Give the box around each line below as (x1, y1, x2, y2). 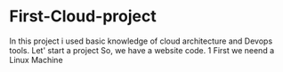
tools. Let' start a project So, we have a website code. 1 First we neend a (9, 44, 274, 55)
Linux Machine (9, 54, 64, 65)
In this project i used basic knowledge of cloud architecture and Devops (9, 36, 273, 46)
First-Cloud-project (9, 6, 158, 27)
